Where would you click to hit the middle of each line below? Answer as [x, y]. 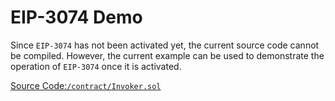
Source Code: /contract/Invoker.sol [86, 85]
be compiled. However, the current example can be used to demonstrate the [167, 55]
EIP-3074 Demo [76, 17]
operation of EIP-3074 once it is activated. [96, 66]
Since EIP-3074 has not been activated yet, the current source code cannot [165, 45]
